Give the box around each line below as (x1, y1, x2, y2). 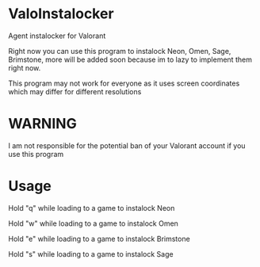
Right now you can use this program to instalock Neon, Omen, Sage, (8, 46, 231, 55)
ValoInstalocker (8, 5, 114, 23)
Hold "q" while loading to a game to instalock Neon (8, 203, 175, 212)
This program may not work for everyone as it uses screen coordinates (8, 78, 240, 88)
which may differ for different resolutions (8, 86, 142, 96)
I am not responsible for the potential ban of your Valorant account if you (8, 140, 246, 151)
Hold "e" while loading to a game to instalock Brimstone (8, 234, 190, 243)
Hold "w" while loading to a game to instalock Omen (8, 219, 178, 228)
